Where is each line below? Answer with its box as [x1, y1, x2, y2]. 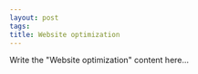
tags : [9, 22, 30, 31]
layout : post [9, 13, 59, 23]
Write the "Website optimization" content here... [9, 55, 190, 66]
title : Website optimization [9, 30, 120, 39]
